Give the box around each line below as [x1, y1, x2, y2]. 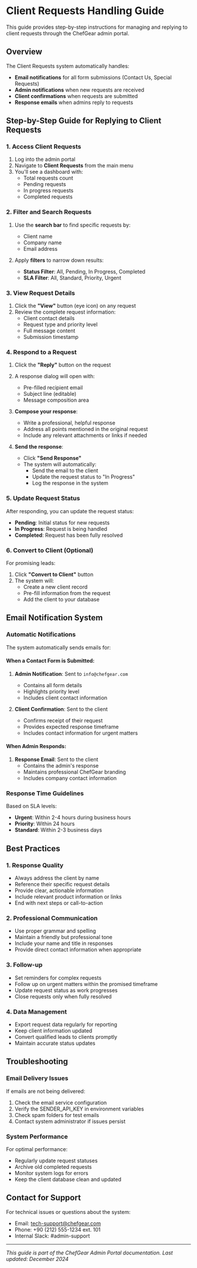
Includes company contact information [23, 775, 117, 782]
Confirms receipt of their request [23, 717, 103, 724]
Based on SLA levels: [6, 803, 57, 810]
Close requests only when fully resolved [14, 993, 112, 1000]
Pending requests [23, 181, 66, 188]
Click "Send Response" [23, 455, 82, 462]
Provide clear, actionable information [14, 887, 104, 894]
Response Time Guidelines [6, 789, 84, 797]
